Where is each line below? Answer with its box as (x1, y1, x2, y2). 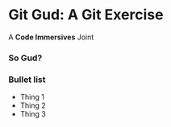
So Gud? (8, 52, 43, 63)
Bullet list (8, 74, 46, 85)
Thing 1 (19, 92, 44, 102)
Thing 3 (19, 109, 46, 119)
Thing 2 (19, 100, 46, 110)
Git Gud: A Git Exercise (8, 6, 164, 24)
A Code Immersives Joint (8, 32, 94, 42)
